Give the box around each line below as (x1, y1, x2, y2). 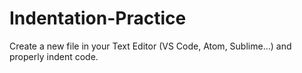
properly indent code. (9, 50, 99, 62)
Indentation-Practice (9, 7, 187, 30)
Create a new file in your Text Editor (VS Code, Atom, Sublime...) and (9, 40, 292, 52)
